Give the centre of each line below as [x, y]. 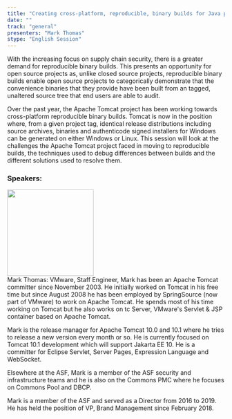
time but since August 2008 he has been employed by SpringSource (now [113, 295]
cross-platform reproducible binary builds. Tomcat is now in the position [110, 117]
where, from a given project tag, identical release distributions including [109, 124]
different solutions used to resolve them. [65, 160]
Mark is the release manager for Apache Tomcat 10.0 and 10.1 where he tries [116, 330]
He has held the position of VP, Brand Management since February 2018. [110, 408]
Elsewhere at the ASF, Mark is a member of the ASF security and [99, 373]
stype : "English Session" [44, 39]
